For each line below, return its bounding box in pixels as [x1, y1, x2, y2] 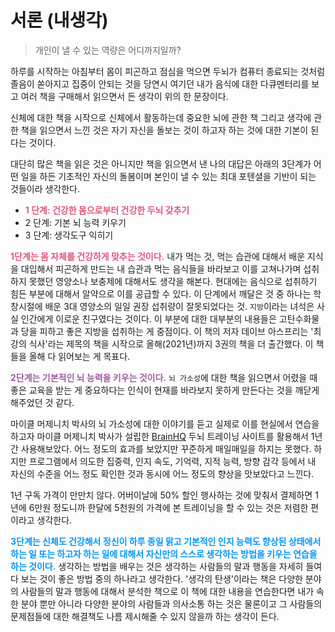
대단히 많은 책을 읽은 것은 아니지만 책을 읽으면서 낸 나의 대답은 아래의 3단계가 [10, 157, 312, 170]
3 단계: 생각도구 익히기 [24, 229, 114, 241]
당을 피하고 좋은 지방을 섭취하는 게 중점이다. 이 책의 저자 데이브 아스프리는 [20, 325, 309, 337]
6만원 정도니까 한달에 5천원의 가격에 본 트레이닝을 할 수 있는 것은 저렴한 [28, 501, 309, 513]
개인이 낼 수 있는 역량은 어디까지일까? [34, 44, 182, 56]
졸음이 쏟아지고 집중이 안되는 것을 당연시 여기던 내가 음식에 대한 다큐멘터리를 [10, 77, 310, 90]
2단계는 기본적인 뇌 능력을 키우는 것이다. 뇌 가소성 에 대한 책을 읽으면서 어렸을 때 [10, 371, 318, 383]
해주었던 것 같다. [10, 396, 75, 408]
